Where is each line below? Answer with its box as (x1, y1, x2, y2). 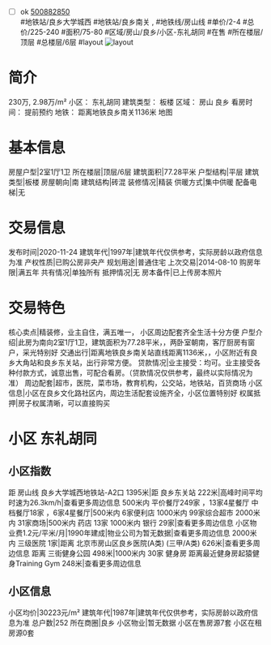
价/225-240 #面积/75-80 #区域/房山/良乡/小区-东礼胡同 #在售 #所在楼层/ (19, 28, 264, 37)
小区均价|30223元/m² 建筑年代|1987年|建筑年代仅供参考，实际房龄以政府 (8, 608, 252, 617)
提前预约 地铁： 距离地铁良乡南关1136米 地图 (23, 107, 173, 117)
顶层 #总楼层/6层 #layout (19, 37, 104, 47)
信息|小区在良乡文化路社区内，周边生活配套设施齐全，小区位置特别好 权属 (8, 388, 254, 398)
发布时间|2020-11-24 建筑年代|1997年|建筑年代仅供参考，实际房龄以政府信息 (8, 247, 263, 256)
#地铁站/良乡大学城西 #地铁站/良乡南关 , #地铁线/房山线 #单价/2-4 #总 (19, 17, 255, 27)
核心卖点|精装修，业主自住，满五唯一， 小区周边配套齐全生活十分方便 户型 (8, 327, 256, 337)
